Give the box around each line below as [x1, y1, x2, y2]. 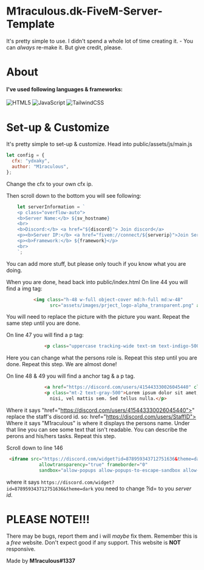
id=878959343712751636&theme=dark [6, 485, 94, 492]
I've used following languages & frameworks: [6, 85, 123, 92]
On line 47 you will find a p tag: [6, 332, 84, 339]
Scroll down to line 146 [6, 444, 63, 451]
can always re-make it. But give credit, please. [6, 44, 123, 51]
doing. [6, 266, 22, 274]
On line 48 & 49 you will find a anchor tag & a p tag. [6, 372, 135, 380]
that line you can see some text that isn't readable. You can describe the [6, 426, 187, 433]
